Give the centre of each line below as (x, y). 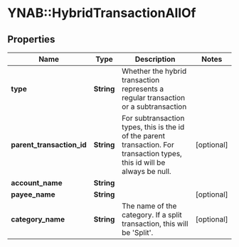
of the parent (144, 136)
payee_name (33, 194)
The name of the (149, 206)
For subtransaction (153, 118)
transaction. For (148, 145)
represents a (143, 89)
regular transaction (154, 98)
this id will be (144, 163)
